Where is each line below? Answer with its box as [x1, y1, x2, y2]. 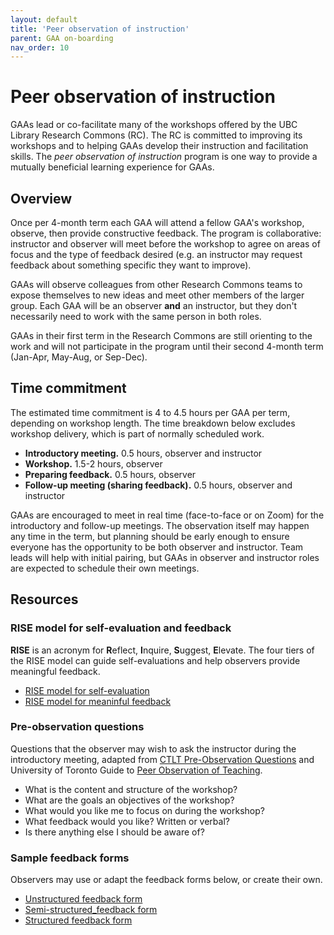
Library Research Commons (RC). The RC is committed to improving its [10, 129, 303, 141]
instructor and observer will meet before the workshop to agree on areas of [10, 238, 321, 250]
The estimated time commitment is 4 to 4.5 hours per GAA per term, [10, 406, 291, 418]
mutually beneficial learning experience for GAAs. [10, 161, 215, 173]
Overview [10, 190, 73, 207]
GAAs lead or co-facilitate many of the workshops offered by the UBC [10, 119, 298, 131]
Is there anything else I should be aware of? [24, 826, 205, 838]
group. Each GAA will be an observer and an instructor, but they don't [10, 300, 298, 311]
